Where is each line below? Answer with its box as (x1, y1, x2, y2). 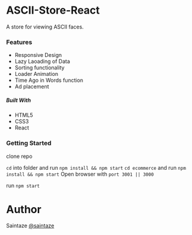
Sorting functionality (14, 64, 65, 71)
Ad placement (14, 83, 49, 90)
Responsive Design (14, 52, 62, 59)
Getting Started (6, 139, 52, 147)
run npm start (6, 182, 40, 189)
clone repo (6, 153, 33, 160)
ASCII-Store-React (6, 4, 100, 17)
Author (6, 202, 41, 216)
